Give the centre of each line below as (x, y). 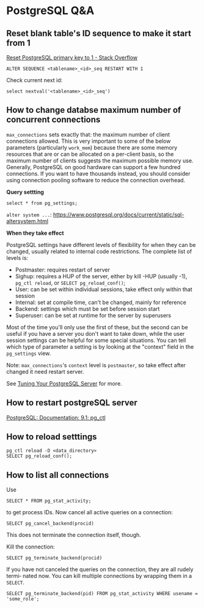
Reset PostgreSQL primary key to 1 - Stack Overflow (72, 58)
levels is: (17, 257)
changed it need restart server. (45, 371)
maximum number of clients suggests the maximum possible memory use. (100, 161)
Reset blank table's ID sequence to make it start (99, 33)
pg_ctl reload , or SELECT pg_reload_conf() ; (70, 283)
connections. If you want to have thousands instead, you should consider (98, 173)
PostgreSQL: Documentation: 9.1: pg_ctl (56, 417)
